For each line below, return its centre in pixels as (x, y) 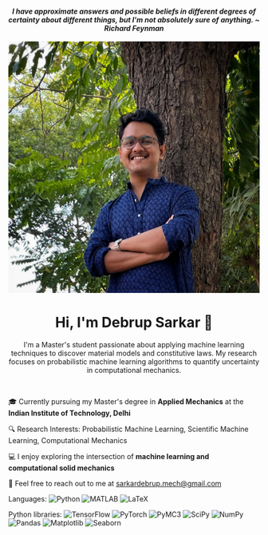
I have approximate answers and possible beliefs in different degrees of (134, 11)
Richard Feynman (134, 28)
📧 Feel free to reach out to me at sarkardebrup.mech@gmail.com (115, 484)
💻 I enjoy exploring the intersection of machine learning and (109, 457)
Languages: (28, 499)
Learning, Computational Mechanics (68, 441)
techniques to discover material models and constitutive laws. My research (134, 353)
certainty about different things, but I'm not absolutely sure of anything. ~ (134, 19)
